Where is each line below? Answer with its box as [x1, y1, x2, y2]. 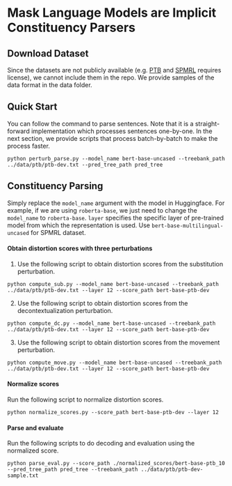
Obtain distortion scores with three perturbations [7, 244, 153, 252]
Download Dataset [7, 47, 89, 59]
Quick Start [7, 101, 58, 113]
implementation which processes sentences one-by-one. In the [31, 127, 213, 135]
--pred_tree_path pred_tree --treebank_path [7, 466, 138, 473]
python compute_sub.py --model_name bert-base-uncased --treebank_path [7, 280, 219, 287]
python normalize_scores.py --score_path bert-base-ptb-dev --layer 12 [7, 409, 219, 416]
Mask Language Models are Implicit [7, 5, 217, 21]
